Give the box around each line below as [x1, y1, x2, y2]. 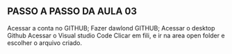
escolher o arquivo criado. [7, 38, 83, 47]
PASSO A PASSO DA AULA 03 [7, 6, 138, 17]
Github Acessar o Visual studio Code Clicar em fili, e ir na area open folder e [7, 31, 225, 39]
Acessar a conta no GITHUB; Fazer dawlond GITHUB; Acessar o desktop [7, 24, 215, 32]
